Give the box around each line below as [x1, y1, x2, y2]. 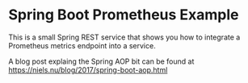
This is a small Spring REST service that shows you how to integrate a [8, 32, 241, 42]
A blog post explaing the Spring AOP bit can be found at [8, 56, 195, 66]
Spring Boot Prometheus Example [8, 6, 239, 24]
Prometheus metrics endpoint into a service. [8, 40, 156, 50]
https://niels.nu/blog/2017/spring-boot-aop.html [8, 64, 168, 74]
